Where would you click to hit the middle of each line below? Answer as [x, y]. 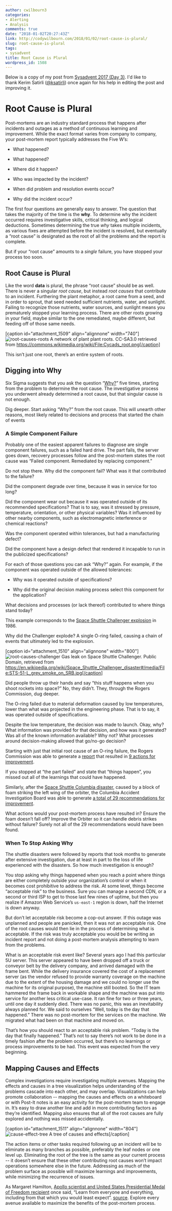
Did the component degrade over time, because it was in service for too [81, 486]
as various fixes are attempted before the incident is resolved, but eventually [86, 231]
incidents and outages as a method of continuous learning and [71, 128]
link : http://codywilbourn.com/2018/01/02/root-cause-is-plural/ [76, 39]
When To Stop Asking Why [39, 843]
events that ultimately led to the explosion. [50, 641]
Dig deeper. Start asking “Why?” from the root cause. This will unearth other [85, 409]
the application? [30, 595]
